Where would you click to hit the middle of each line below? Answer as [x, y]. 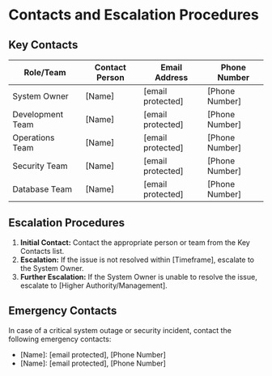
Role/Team [45, 72]
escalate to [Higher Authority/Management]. [93, 285]
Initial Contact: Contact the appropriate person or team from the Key [135, 242]
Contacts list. [42, 251]
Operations [34, 137]
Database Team [42, 189]
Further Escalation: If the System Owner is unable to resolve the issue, [138, 277]
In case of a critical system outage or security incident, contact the [120, 330]
